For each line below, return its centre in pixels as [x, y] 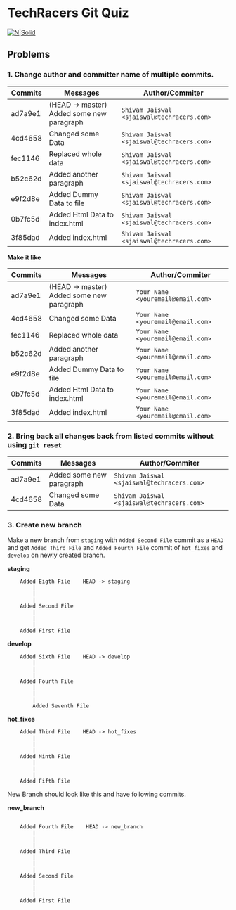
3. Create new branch [45, 525]
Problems [29, 55]
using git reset [34, 444]
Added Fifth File [45, 781]
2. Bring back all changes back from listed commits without [111, 436]
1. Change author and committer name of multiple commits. [111, 75]
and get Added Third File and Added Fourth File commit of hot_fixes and [115, 548]
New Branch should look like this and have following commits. [97, 794]
